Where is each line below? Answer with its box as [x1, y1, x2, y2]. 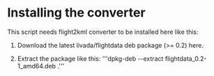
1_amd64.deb [17, 61, 56, 70]
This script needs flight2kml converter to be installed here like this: [7, 28, 199, 36]
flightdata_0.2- [165, 54, 207, 63]
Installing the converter [7, 5, 146, 21]
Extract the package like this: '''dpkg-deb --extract [17, 54, 164, 63]
